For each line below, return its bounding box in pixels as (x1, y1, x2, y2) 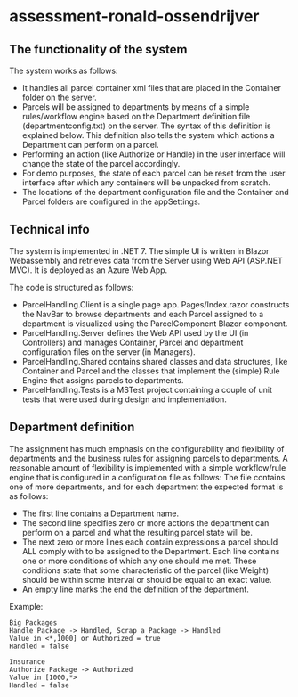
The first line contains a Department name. (21, 508, 180, 519)
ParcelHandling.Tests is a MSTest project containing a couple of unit (21, 384, 273, 395)
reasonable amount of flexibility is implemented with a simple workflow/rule (9, 462, 286, 473)
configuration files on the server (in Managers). (21, 346, 196, 357)
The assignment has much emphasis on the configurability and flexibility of (9, 443, 285, 454)
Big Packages (9, 618, 58, 627)
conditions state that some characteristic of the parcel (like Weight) (21, 564, 270, 576)
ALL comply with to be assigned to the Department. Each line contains (21, 545, 280, 556)
